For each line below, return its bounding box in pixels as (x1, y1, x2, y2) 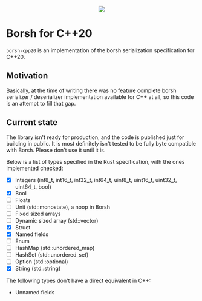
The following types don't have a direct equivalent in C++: (6, 277, 151, 285)
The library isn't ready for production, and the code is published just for (6, 134, 184, 141)
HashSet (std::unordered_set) (15, 251, 89, 259)
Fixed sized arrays (15, 210, 61, 217)
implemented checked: (6, 164, 64, 172)
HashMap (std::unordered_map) (15, 245, 95, 252)
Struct (15, 223, 31, 231)
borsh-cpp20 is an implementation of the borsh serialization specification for (6, 46, 195, 54)
